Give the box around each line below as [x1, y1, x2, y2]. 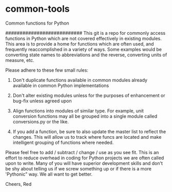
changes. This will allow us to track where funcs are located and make [12, 134, 162, 140]
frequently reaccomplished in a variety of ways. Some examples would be [5, 46, 162, 52]
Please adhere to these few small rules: [5, 67, 89, 73]
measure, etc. [5, 57, 34, 63]
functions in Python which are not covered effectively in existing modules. [5, 35, 162, 41]
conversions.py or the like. [12, 118, 69, 124]
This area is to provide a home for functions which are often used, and [5, 40, 154, 47]
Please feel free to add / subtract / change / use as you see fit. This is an [5, 149, 159, 155]
